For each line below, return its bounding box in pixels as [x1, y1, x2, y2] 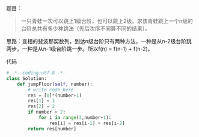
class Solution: [6, 75, 47, 82]
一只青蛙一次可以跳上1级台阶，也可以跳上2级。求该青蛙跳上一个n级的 [20, 17, 194, 25]
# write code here [28, 87, 74, 93]
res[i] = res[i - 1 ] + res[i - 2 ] [49, 120, 125, 126]
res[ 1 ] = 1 [28, 98, 55, 104]
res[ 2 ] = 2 [28, 103, 55, 109]
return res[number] [28, 126, 77, 132]
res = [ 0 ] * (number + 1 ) [28, 92, 82, 99]
